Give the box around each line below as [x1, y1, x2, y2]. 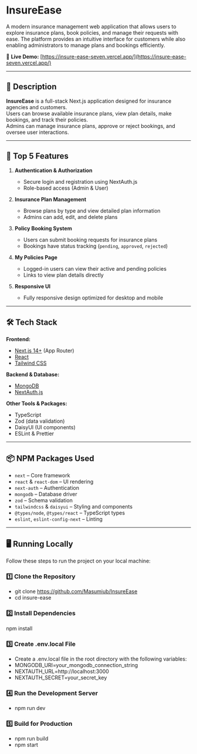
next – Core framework [14, 472, 70, 479]
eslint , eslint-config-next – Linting [14, 516, 103, 523]
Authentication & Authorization [14, 167, 93, 174]
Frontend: [6, 336, 31, 343]
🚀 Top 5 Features [6, 151, 69, 161]
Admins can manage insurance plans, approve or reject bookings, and [6, 122, 176, 129]
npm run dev [14, 705, 46, 712]
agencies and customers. [6, 103, 67, 110]
